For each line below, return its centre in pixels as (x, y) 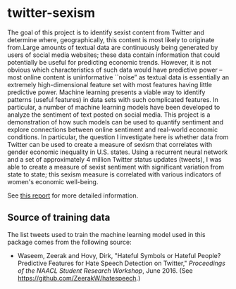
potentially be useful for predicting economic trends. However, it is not (109, 62)
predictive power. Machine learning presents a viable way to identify (106, 92)
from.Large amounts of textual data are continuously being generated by (113, 47)
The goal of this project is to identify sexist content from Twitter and (106, 32)
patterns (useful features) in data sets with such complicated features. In (113, 99)
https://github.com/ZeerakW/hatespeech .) (79, 278)
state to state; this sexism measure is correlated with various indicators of (114, 174)
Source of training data (59, 218)
